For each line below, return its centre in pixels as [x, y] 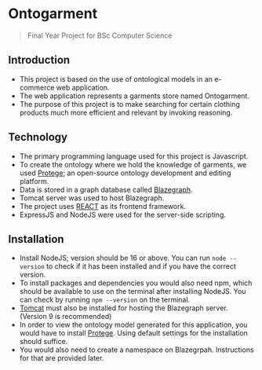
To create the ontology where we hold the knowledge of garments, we [133, 164]
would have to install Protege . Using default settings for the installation [134, 333]
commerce [37, 87]
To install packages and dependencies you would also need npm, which [136, 283]
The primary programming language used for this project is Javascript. [134, 156]
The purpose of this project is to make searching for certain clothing [130, 104]
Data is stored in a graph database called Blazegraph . [106, 189]
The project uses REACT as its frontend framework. [103, 206]
